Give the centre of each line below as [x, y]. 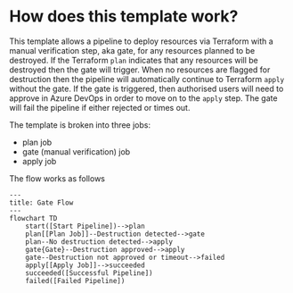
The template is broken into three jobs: [80, 125]
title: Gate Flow [41, 203]
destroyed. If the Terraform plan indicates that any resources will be [134, 60]
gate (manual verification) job [76, 151]
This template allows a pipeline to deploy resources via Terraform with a [141, 41]
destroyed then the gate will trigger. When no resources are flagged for [140, 70]
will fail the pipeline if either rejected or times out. [100, 107]
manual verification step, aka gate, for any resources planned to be [132, 50]
